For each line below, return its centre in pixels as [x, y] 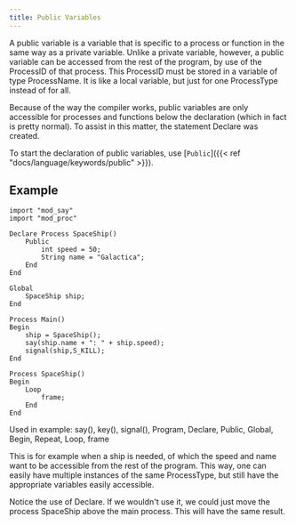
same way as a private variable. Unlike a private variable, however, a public [147, 52]
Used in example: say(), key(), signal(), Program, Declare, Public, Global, [141, 430]
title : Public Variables [55, 17]
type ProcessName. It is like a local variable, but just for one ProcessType [144, 80]
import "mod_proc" [43, 219]
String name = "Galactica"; [93, 258]
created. [24, 135]
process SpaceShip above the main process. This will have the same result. [148, 512]
